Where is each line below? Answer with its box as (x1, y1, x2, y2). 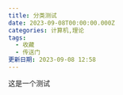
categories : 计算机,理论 (8, 26, 85, 34)
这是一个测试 (8, 78, 50, 88)
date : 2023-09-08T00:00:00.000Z (8, 19, 115, 27)
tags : (8, 33, 26, 42)
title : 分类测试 (8, 11, 57, 20)
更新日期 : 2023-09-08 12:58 (8, 56, 97, 64)
